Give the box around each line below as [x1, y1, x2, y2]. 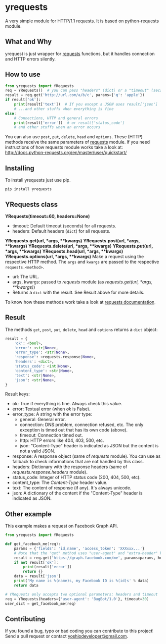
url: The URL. [12, 273, 40, 279]
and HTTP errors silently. [5, 56, 56, 62]
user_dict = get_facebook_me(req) [5, 601, 77, 606]
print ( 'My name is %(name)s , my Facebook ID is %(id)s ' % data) [14, 579, 149, 584]
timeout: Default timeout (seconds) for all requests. [12, 222, 117, 229]
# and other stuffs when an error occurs [14, 125, 100, 130]
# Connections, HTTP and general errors [14, 115, 98, 120]
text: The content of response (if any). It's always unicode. [12, 485, 132, 491]
